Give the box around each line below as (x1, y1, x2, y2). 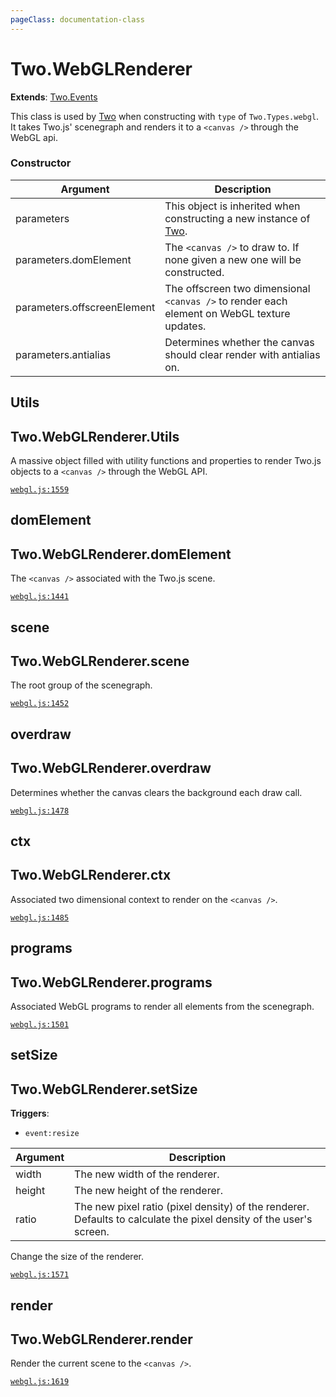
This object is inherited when (164, 199, 301, 213)
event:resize (24, 1129, 80, 1139)
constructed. (164, 265, 225, 279)
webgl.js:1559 (10, 485, 70, 495)
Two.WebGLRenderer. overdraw (10, 760, 212, 777)
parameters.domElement (15, 252, 132, 266)
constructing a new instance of (164, 211, 311, 225)
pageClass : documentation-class (10, 14, 145, 25)
